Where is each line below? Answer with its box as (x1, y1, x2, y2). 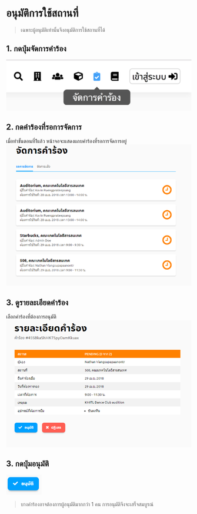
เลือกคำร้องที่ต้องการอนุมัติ (6, 313, 57, 320)
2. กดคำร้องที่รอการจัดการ (6, 122, 82, 132)
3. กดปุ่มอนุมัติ (6, 459, 49, 469)
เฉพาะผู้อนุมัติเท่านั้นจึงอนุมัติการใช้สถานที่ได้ (20, 26, 105, 33)
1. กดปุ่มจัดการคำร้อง (6, 44, 66, 54)
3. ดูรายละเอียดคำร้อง (6, 297, 69, 307)
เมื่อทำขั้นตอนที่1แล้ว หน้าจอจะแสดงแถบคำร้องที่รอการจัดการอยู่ (6, 138, 127, 145)
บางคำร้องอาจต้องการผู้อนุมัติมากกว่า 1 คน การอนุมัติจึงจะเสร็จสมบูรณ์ (20, 501, 154, 508)
